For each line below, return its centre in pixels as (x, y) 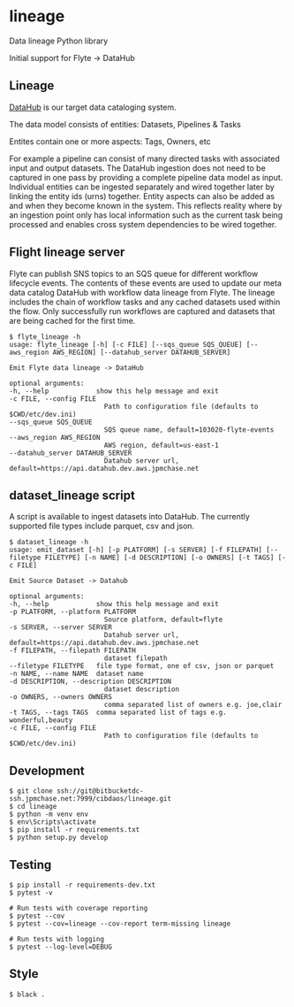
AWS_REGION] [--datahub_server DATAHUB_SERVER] (142, 352)
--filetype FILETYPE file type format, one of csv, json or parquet (142, 666)
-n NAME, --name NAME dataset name (76, 674)
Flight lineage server (67, 253)
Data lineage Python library (59, 41)
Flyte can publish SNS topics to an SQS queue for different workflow (134, 273)
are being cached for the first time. (72, 320)
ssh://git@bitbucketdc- (100, 791)
